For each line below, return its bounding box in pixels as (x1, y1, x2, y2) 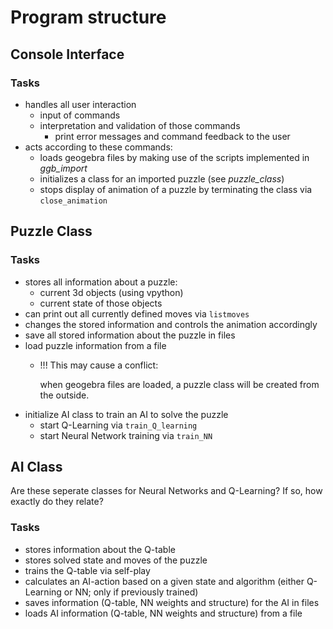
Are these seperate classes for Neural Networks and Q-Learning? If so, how (10, 485, 323, 497)
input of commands (39, 109, 121, 121)
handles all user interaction (24, 98, 137, 110)
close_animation (39, 196, 108, 206)
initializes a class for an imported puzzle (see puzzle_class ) (39, 172, 285, 185)
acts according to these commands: (24, 141, 173, 153)
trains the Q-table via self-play (24, 564, 151, 576)
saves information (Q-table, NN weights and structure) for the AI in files (24, 596, 320, 608)
